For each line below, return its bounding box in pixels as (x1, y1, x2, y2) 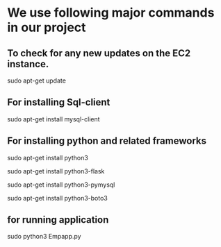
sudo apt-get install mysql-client (7, 114, 100, 123)
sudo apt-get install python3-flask (7, 167, 105, 175)
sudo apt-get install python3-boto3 (7, 194, 108, 202)
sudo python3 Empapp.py (7, 232, 81, 241)
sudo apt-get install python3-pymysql (7, 180, 115, 189)
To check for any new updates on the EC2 (7, 47, 191, 59)
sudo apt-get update (7, 76, 66, 85)
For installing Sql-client (7, 96, 110, 108)
